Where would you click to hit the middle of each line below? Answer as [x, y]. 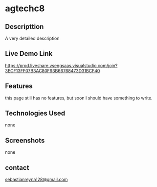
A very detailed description [32, 38]
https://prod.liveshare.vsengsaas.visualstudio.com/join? [61, 65]
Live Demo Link [29, 54]
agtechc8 [25, 9]
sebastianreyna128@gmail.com [36, 180]
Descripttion [24, 27]
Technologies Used [35, 113]
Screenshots [25, 140]
